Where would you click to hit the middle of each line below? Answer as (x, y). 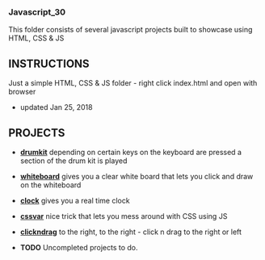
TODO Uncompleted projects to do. (79, 247)
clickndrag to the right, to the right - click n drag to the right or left (131, 232)
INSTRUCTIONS (49, 63)
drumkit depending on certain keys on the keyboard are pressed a (131, 152)
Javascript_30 (37, 12)
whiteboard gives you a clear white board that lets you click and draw (137, 176)
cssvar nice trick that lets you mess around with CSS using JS (124, 216)
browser (22, 92)
